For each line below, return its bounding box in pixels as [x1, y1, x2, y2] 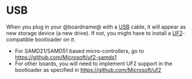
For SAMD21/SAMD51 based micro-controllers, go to [14, 47, 144, 54]
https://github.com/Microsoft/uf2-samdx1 [14, 53, 117, 61]
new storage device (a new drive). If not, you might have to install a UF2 [6, 29, 183, 36]
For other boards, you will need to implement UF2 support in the [14, 60, 173, 67]
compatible [6, 36, 34, 43]
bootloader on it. [35, 36, 76, 43]
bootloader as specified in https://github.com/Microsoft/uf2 [14, 66, 162, 73]
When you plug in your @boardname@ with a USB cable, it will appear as [6, 23, 186, 30]
